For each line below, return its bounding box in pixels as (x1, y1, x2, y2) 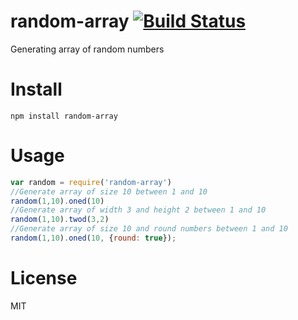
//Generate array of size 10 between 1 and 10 (10, 186, 208, 197)
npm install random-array (10, 111, 118, 121)
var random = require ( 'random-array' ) (10, 177, 172, 187)
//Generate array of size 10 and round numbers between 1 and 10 (10, 224, 288, 234)
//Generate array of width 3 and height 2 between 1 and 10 (10, 205, 267, 215)
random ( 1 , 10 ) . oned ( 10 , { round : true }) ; (10, 233, 177, 244)
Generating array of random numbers (10, 43, 165, 55)
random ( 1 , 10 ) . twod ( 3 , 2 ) (10, 215, 110, 225)
